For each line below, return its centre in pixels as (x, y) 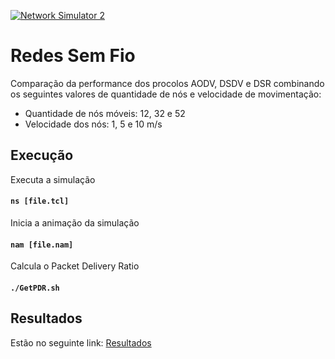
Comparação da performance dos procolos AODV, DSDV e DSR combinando (167, 83)
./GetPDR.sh (35, 288)
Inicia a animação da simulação (75, 222)
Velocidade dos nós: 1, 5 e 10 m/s (93, 124)
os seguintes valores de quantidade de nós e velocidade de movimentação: (166, 94)
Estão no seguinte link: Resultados (81, 342)
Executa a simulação (53, 179)
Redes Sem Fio (73, 56)
